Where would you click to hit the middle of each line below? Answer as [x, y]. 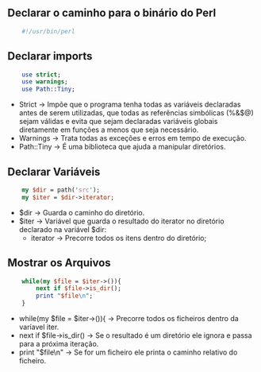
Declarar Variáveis [54, 171]
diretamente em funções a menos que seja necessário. [109, 130]
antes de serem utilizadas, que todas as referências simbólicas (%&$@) [136, 113]
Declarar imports [50, 56]
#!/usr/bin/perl [49, 31]
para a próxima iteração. [59, 344]
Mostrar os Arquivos [59, 263]
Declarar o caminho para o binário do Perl [112, 13]
